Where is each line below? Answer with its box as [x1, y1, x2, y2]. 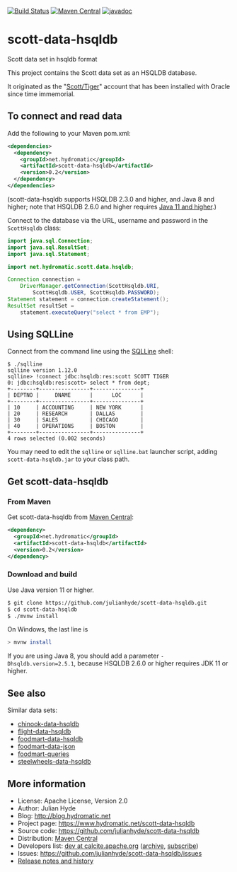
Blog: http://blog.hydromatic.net [17, 811, 111, 820]
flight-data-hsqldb [17, 727, 71, 736]
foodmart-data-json [17, 743, 76, 751]
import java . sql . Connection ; [7, 237, 93, 244]
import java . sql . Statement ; [7, 250, 91, 257]
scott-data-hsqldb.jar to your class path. [7, 455, 129, 463]
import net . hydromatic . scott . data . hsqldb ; [7, 263, 134, 270]
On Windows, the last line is [7, 625, 88, 634]
